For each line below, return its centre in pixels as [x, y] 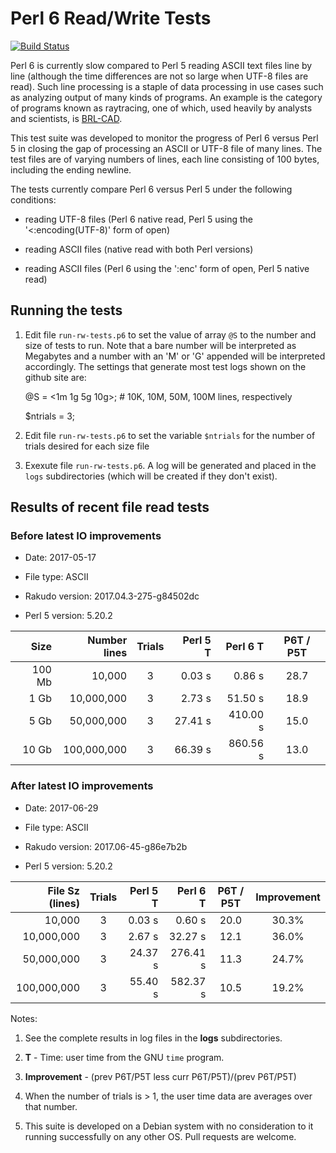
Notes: [24, 1018]
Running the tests [66, 310]
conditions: [33, 199]
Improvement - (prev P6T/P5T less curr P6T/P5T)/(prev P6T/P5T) [160, 1076]
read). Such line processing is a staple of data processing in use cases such [167, 86]
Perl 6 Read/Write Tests [111, 18]
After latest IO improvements [82, 786]
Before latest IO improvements [86, 536]
